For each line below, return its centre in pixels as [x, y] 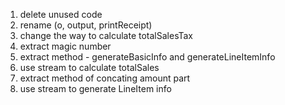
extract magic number [65, 46]
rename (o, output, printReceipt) [86, 25]
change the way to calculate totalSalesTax [106, 35]
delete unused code [61, 14]
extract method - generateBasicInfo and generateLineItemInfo [147, 57]
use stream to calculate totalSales [89, 67]
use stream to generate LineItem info [95, 88]
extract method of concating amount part [105, 78]
